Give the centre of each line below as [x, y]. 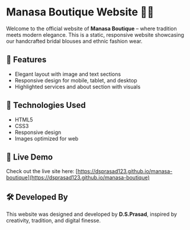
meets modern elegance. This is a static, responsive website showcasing [95, 34]
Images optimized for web [46, 138]
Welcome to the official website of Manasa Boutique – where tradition [91, 28]
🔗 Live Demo [30, 157]
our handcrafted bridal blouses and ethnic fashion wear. [74, 41]
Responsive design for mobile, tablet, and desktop [76, 80]
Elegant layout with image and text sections [68, 74]
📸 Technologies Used [46, 105]
